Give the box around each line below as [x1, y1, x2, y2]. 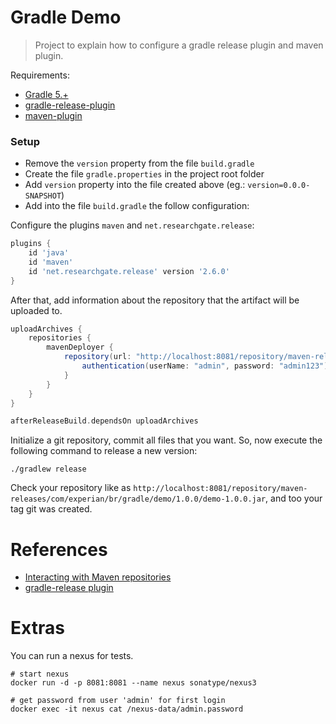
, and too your [265, 492, 323, 505]
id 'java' [28, 248, 70, 258]
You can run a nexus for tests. [10, 650, 134, 662]
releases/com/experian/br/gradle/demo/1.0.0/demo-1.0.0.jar [10, 494, 267, 505]
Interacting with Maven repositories [24, 571, 172, 583]
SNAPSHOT [24, 191, 62, 201]
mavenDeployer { [46, 342, 114, 353]
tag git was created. [10, 503, 93, 515]
